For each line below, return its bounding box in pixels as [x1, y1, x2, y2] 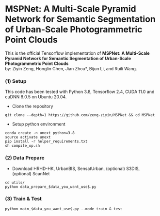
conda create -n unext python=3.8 [5, 131, 75, 136]
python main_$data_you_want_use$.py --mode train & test [5, 206, 123, 211]
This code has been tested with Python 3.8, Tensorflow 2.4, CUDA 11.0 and [5, 89, 155, 95]
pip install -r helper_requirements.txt [5, 139, 88, 144]
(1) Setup [5, 77, 27, 84]
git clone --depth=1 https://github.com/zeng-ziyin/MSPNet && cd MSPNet [5, 113, 155, 118]
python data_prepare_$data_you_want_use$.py [5, 184, 96, 189]
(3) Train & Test [5, 195, 42, 202]
